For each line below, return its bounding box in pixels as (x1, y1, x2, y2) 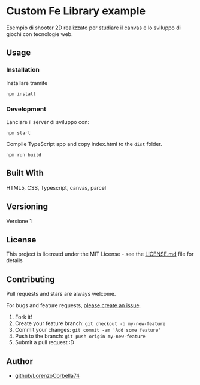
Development (6, 105, 47, 113)
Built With (6, 168, 44, 178)
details (6, 257, 23, 264)
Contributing (6, 274, 55, 284)
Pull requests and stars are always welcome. (6, 290, 116, 298)
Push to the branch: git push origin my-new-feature (14, 332, 146, 339)
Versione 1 (6, 217, 32, 225)
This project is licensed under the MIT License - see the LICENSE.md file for (6, 250, 194, 258)
